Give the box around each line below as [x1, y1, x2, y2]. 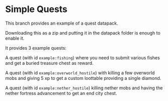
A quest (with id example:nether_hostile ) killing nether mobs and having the [5, 84, 163, 91]
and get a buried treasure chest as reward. [5, 60, 94, 66]
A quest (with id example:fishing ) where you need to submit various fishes [5, 54, 160, 61]
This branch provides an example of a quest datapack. [5, 20, 118, 26]
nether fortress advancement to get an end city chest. [5, 90, 117, 96]
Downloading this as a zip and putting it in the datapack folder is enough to [5, 30, 161, 36]
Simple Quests [5, 4, 68, 15]
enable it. [5, 35, 25, 41]
